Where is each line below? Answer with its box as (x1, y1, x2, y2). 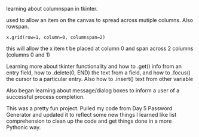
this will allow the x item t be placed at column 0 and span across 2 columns (6, 45, 194, 52)
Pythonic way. (6, 124, 41, 130)
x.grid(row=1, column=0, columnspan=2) (6, 35, 106, 41)
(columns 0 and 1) (6, 51, 51, 58)
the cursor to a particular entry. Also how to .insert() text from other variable (6, 76, 194, 82)
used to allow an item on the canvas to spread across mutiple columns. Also (6, 17, 193, 23)
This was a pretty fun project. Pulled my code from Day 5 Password (6, 105, 173, 112)
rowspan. (6, 23, 29, 30)
